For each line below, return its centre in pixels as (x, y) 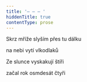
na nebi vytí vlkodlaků (32, 50)
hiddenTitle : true (28, 17)
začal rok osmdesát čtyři (36, 73)
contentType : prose (30, 22)
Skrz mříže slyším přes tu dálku (44, 39)
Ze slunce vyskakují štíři (35, 61)
